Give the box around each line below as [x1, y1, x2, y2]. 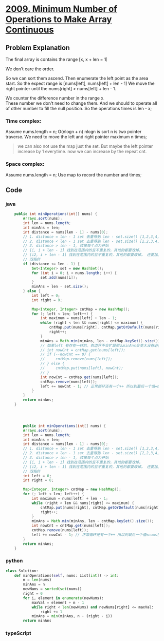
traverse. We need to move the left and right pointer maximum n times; [5, 134, 147, 140]
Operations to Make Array [5, 14, 112, 25]
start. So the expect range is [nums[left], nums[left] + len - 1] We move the [5, 80, 155, 86]
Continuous [5, 24, 54, 35]
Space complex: [5, 161, 45, 168]
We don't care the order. [5, 66, 55, 72]
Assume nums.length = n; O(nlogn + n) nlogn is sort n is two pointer [5, 129, 142, 135]
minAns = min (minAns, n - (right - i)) [31, 614, 112, 619]
